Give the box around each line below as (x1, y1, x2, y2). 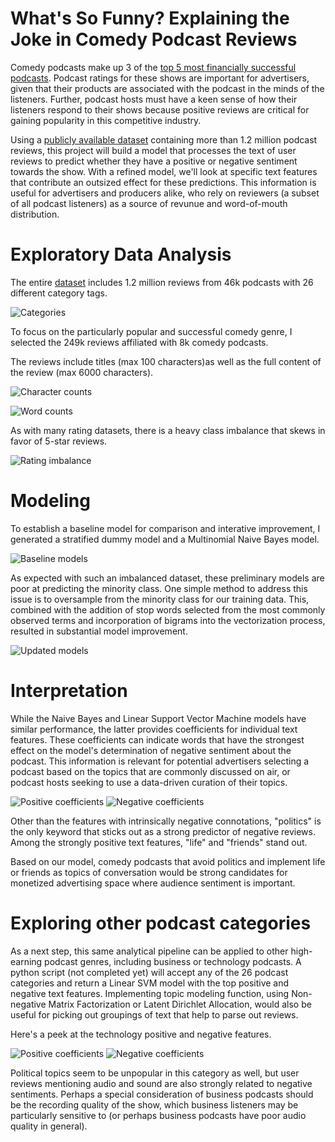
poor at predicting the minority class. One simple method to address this (10, 582, 308, 594)
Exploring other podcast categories (10, 912, 312, 934)
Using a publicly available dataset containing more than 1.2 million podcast (10, 133, 318, 146)
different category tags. (10, 287, 108, 299)
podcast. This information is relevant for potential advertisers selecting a (10, 755, 310, 767)
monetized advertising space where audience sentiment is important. (10, 877, 296, 889)
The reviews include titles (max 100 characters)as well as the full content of (10, 355, 322, 367)
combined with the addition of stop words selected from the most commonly (10, 603, 326, 616)
